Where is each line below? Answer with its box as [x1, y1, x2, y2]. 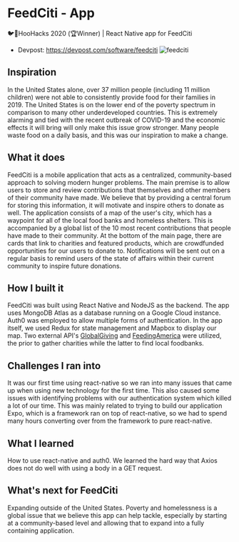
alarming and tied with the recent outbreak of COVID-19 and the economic [7, 116, 226, 124]
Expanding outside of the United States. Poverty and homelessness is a [7, 503, 218, 512]
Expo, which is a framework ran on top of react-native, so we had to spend [7, 409, 228, 418]
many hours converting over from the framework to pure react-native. [7, 416, 213, 426]
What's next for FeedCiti [7, 484, 118, 497]
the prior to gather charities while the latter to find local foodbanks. [7, 339, 205, 348]
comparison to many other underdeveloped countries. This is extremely [7, 108, 218, 116]
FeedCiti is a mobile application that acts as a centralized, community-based [7, 170, 232, 179]
